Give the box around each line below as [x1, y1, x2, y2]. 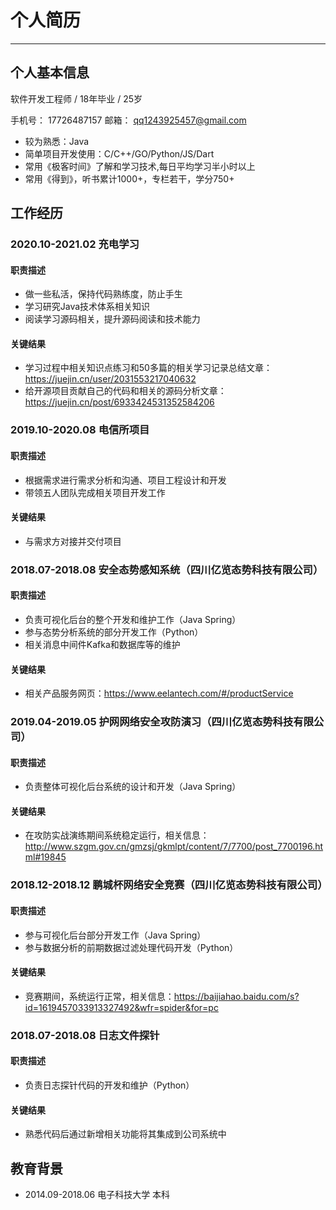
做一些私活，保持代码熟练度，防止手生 [24, 288, 183, 300]
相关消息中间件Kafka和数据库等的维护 [24, 638, 181, 650]
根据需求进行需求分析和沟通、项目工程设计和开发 [24, 474, 227, 486]
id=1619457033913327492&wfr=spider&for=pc [24, 1001, 219, 1013]
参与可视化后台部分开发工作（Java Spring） [24, 929, 207, 941]
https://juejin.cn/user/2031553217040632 [24, 373, 197, 385]
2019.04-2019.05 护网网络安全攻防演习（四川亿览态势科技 [10, 715, 294, 729]
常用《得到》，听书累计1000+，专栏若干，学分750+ [24, 172, 235, 185]
